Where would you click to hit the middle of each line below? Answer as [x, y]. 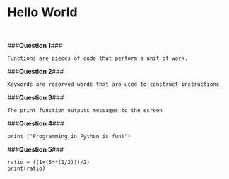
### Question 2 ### [36, 71]
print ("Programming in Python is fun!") [69, 136]
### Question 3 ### [36, 97]
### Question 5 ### [36, 149]
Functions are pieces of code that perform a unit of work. [98, 58]
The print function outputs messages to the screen [85, 110]
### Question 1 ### [35, 45]
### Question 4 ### [36, 123]
